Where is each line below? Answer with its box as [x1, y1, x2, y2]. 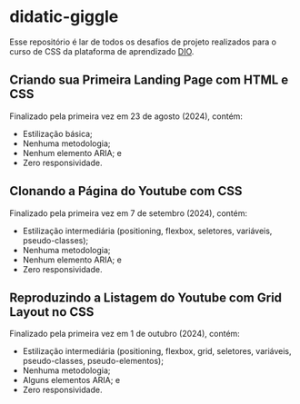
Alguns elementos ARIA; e [22, 375, 121, 386]
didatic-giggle [9, 6, 119, 27]
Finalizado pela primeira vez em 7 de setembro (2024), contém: [9, 207, 248, 219]
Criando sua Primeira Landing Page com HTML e [9, 73, 289, 88]
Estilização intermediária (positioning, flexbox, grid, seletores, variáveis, [22, 346, 293, 357]
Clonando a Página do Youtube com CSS [9, 183, 243, 199]
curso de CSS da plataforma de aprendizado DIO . [9, 45, 195, 56]
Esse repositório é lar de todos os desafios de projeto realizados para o [9, 36, 277, 47]
